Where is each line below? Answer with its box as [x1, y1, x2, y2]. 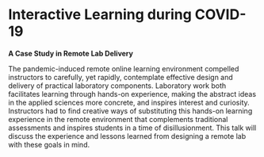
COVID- [194, 6, 247, 24]
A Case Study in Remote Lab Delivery [8, 48, 133, 58]
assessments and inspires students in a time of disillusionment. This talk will [8, 123, 257, 132]
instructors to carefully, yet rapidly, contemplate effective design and [8, 72, 234, 82]
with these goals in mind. [8, 140, 90, 149]
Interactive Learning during [8, 6, 192, 24]
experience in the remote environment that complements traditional [8, 114, 228, 124]
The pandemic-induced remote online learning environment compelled [8, 63, 239, 73]
